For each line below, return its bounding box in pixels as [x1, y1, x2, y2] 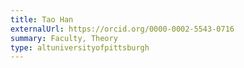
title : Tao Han [10, 14, 74, 25]
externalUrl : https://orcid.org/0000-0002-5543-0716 [10, 24, 235, 34]
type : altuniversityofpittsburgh [10, 42, 150, 53]
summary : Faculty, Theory [10, 33, 118, 43]
